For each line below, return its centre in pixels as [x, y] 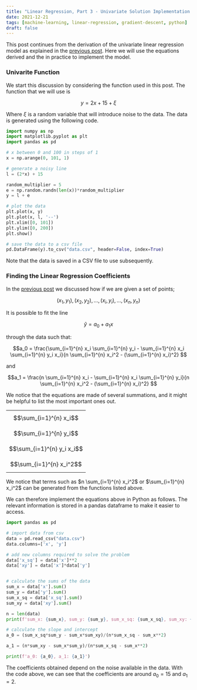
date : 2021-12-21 [27, 17]
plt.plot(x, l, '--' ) [33, 217]
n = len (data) [23, 614]
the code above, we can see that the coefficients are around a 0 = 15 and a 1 [97, 674]
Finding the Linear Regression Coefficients [68, 276]
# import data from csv [35, 533]
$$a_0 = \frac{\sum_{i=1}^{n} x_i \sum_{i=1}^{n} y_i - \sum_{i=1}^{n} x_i [98, 349]
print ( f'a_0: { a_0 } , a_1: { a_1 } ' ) [48, 657]
